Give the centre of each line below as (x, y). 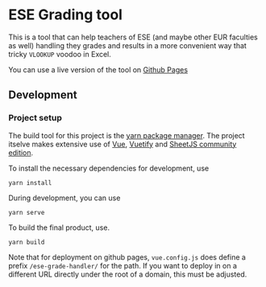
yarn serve (27, 212)
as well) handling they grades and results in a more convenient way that (128, 45)
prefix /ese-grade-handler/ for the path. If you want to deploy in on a (123, 265)
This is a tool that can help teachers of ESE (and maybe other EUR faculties (133, 37)
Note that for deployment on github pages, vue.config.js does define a (127, 257)
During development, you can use (64, 198)
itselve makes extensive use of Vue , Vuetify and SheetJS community (123, 144)
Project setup (35, 118)
